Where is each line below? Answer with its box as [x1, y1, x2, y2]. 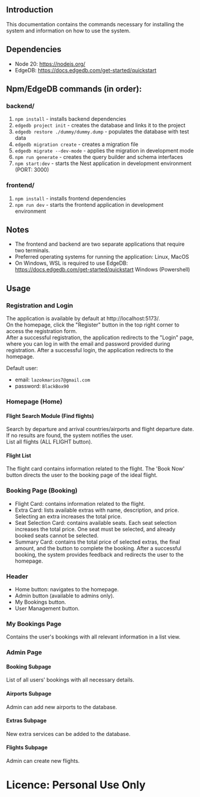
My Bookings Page [6, 619, 61, 628]
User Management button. [14, 605, 80, 612]
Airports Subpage [6, 690, 52, 697]
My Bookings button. [14, 598, 67, 606]
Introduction [6, 5, 54, 15]
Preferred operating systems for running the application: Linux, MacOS [14, 254, 189, 261]
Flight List [6, 451, 32, 459]
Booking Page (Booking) [6, 487, 78, 495]
